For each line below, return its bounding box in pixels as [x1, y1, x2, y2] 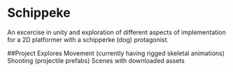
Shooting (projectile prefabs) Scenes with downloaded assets [7, 56, 185, 64]
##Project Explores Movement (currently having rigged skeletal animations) [7, 49, 225, 57]
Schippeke [7, 5, 71, 21]
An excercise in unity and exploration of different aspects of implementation [7, 28, 226, 36]
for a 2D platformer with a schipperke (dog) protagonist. [7, 35, 169, 43]
